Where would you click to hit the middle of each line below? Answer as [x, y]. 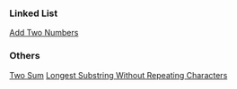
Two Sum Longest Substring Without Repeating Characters [118, 75]
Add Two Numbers [44, 33]
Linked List [34, 13]
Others [25, 56]
